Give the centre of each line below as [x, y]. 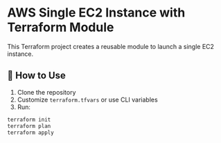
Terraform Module [61, 27]
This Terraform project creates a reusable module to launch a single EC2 [111, 46]
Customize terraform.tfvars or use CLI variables [87, 99]
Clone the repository [46, 92]
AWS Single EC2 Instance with [96, 13]
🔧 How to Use [36, 76]
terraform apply [30, 133]
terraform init [29, 120]
